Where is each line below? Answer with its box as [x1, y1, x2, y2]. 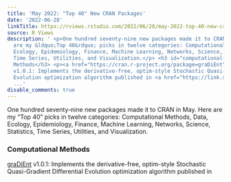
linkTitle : [7, 23, 38, 30]
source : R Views [7, 29, 54, 36]
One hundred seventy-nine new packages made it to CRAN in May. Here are [7, 106, 223, 114]
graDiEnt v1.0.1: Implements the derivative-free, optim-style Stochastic [7, 160, 206, 168]
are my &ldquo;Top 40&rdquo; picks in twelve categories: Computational [13, 42, 226, 49]
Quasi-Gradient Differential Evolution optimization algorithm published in [7, 168, 212, 176]
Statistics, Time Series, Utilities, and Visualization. [7, 128, 148, 136]
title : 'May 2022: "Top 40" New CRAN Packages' [7, 10, 146, 17]
